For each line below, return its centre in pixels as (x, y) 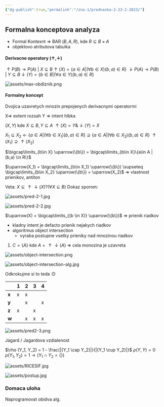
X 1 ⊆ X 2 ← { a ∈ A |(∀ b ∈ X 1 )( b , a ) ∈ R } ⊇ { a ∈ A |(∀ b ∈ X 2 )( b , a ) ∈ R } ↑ (81, 135)
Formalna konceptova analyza (53, 30)
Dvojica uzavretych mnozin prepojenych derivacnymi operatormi (71, 106)
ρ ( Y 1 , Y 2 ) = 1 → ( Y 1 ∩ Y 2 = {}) (35, 356)
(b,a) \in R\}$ (18, 157)
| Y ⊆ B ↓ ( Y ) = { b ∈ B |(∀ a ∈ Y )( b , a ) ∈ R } (50, 74)
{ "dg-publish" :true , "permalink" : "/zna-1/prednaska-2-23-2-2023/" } (75, 10)
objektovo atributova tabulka (41, 47)
